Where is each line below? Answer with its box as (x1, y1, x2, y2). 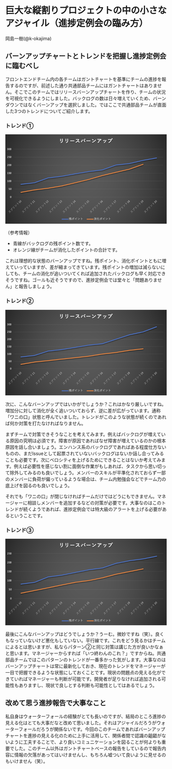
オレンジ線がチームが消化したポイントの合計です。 (12, 247, 120, 253)
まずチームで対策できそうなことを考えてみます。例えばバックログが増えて (5, 431, 161, 437)
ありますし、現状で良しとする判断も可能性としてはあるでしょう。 (18, 682, 158, 688)
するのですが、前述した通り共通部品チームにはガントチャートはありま (9, 82, 158, 89)
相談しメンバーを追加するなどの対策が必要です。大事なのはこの (27, 500, 162, 506)
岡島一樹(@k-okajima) (5, 35, 52, 41)
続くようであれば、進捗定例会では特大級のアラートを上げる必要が (23, 506, 162, 512)
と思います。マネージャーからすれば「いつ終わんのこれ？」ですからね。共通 (5, 650, 166, 656)
